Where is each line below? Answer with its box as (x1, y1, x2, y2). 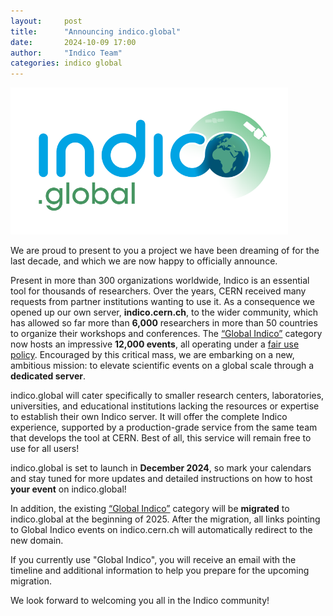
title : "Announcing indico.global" (10, 26, 182, 37)
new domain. (10, 535, 64, 547)
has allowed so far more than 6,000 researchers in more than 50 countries (10, 317, 318, 329)
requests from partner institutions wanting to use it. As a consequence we (10, 296, 315, 308)
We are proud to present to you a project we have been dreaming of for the (10, 245, 320, 257)
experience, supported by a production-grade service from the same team (10, 421, 318, 434)
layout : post (10, 16, 83, 26)
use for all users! (10, 443, 80, 455)
